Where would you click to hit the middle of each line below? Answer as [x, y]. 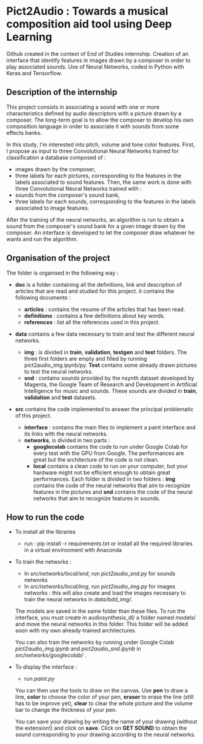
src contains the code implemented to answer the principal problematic [104, 409]
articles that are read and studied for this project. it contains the [95, 291]
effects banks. [24, 132]
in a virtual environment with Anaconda [73, 550]
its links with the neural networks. [66, 434]
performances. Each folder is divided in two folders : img [104, 479]
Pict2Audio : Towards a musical [87, 11]
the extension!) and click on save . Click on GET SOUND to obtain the [101, 728]
